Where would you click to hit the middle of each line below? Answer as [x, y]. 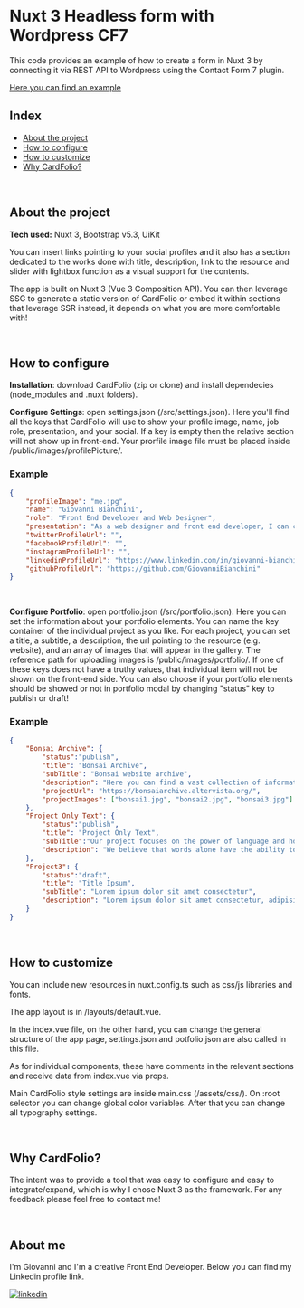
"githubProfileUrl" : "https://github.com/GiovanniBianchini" [143, 569]
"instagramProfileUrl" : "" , [78, 552]
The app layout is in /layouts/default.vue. [85, 1011]
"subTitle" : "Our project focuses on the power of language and [163, 842]
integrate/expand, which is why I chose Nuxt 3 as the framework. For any [146, 1190]
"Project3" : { [52, 867]
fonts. [20, 994]
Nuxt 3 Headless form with [112, 16]
